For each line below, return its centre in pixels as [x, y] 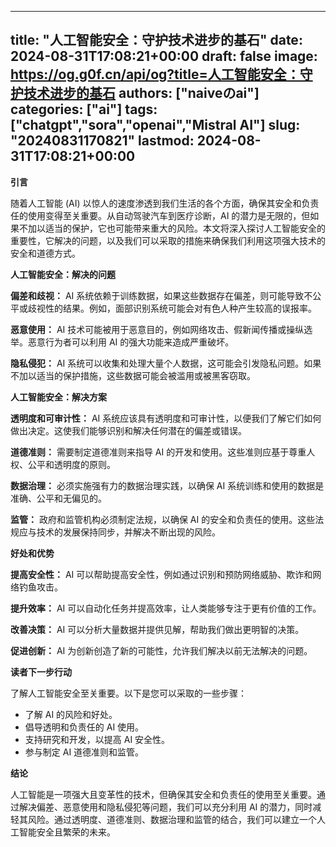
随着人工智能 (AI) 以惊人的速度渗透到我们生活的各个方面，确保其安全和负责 [165, 203]
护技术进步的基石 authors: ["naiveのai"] [135, 93]
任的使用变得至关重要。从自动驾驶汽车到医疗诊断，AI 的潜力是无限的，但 [160, 215]
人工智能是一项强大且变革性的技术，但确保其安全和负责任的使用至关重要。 [163, 794]
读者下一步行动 [41, 672]
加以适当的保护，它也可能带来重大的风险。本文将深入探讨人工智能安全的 [176, 228]
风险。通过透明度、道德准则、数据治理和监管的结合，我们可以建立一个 [172, 819]
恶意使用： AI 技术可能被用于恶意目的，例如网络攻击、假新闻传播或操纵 [157, 329]
